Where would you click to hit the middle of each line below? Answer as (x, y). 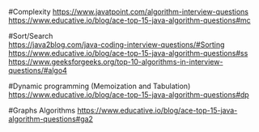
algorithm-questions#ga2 (51, 119)
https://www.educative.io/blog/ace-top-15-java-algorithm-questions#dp (129, 95)
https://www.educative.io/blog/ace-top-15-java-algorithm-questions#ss (128, 53)
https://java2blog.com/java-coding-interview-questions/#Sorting (117, 45)
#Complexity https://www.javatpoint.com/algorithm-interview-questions (129, 12)
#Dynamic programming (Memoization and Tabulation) (100, 86)
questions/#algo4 (38, 70)
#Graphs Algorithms (42, 110)
